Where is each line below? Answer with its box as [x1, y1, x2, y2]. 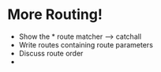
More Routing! [7, 6, 103, 24]
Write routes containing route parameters [18, 40, 153, 49]
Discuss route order [18, 48, 84, 58]
